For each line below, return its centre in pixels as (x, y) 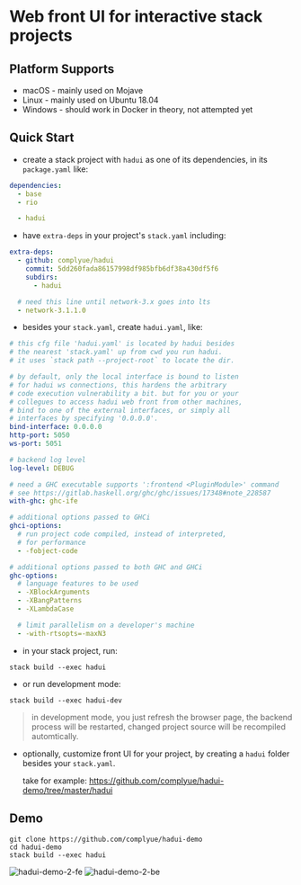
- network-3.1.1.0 (52, 310)
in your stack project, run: (70, 650)
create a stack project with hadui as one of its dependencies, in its (145, 159)
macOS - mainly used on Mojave (83, 90)
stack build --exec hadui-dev (66, 700)
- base (30, 194)
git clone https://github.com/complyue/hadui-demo (106, 839)
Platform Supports (62, 69)
